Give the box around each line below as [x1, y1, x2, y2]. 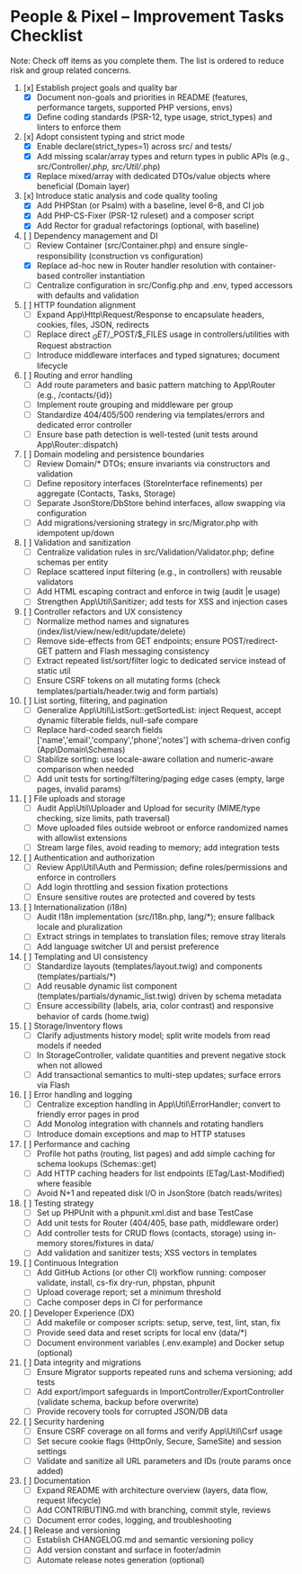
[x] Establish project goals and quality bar [22, 82, 178, 93]
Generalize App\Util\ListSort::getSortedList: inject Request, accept [36, 704, 282, 715]
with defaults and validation [36, 290, 139, 301]
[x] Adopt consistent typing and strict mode [22, 131, 185, 142]
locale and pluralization [36, 921, 123, 933]
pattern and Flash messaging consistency [54, 646, 209, 656]
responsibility [36, 250, 87, 261]
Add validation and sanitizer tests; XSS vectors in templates [36, 1247, 257, 1258]
